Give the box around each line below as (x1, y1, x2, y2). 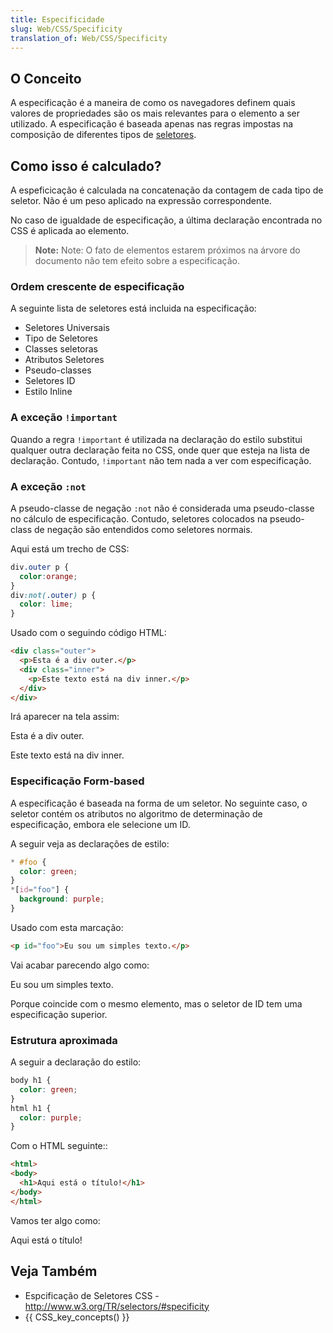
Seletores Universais (24, 322, 110, 334)
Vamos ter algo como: (10, 1214, 101, 1226)
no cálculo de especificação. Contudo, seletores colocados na (10, 512, 268, 525)
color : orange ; (19, 571, 78, 581)
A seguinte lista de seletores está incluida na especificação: (10, 302, 257, 315)
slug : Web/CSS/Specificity (10, 24, 123, 34)
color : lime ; (19, 599, 74, 610)
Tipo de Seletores (24, 332, 98, 345)
